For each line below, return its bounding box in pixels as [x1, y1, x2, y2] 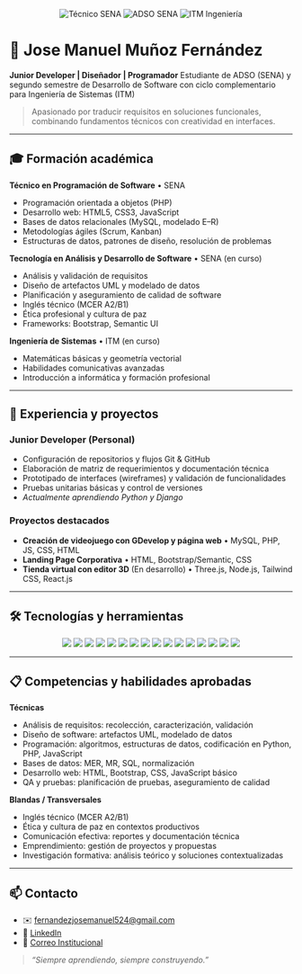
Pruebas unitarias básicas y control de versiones [22, 482, 203, 494]
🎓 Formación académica [9, 151, 155, 166]
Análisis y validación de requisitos [22, 270, 148, 281]
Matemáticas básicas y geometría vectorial [22, 353, 182, 363]
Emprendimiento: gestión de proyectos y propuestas [22, 841, 218, 852]
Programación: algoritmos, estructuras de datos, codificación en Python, [22, 738, 292, 750]
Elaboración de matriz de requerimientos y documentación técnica [22, 463, 270, 474]
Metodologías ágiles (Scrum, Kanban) [22, 226, 163, 237]
